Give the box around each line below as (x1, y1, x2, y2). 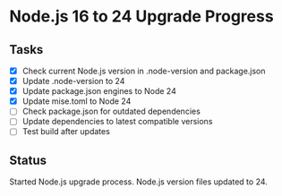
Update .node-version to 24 (21, 76, 125, 87)
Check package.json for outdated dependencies (21, 106, 201, 117)
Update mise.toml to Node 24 (21, 96, 132, 107)
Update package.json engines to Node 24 (21, 86, 176, 97)
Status (9, 152, 47, 167)
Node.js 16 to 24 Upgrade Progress (9, 6, 275, 27)
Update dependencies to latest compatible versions (21, 116, 213, 127)
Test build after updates (21, 126, 110, 137)
